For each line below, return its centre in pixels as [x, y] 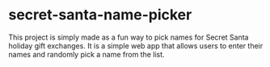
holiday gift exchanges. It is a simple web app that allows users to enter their [136, 45]
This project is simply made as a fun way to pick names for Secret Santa [129, 37]
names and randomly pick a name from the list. [86, 54]
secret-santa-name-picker [100, 15]
